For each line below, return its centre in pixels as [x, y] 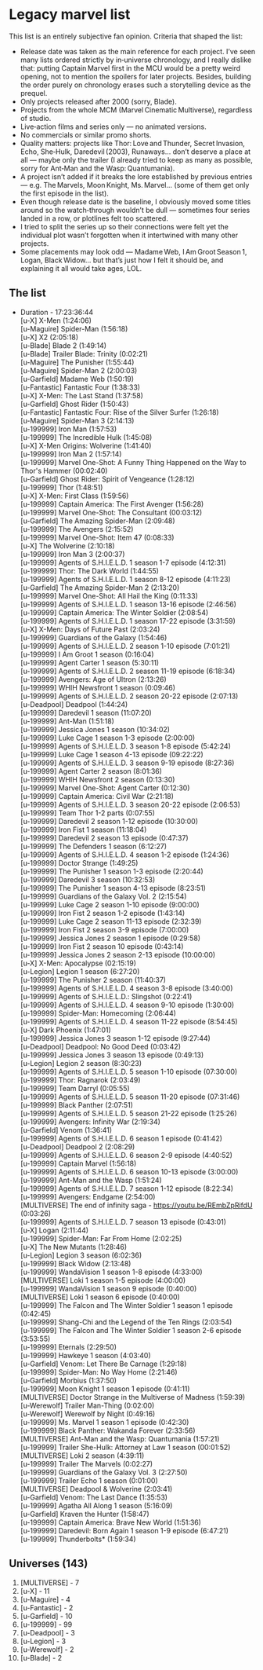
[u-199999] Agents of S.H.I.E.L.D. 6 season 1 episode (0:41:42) [121, 1138]
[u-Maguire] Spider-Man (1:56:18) [74, 328]
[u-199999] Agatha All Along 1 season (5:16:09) [96, 1505]
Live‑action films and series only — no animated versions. [113, 126]
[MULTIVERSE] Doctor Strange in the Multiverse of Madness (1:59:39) [133, 1397]
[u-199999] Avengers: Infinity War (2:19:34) [90, 1122]
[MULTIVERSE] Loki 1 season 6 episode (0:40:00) [100, 1297]
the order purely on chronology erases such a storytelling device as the [135, 85]
